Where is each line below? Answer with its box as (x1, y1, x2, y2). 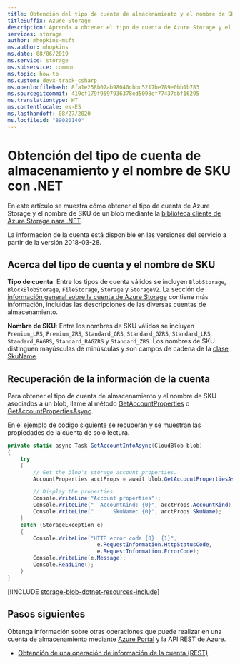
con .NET (7, 178, 64, 193)
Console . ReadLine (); (33, 561, 94, 568)
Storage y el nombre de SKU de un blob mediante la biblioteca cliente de (7, 208, 221, 218)
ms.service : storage (7, 57, 69, 64)
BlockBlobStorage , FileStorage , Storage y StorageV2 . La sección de (7, 285, 204, 293)
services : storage (7, 30, 62, 38)
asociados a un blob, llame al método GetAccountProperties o (7, 399, 190, 408)
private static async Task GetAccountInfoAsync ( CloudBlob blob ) (7, 442, 203, 450)
